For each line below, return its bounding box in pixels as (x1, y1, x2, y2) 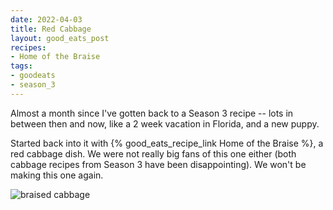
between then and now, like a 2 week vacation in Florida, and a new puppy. (10, 117, 320, 130)
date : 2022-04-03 (10, 14, 83, 25)
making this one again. (10, 169, 104, 181)
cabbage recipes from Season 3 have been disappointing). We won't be (10, 158, 307, 170)
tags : (10, 61, 33, 71)
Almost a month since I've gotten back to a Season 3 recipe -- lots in (10, 107, 294, 119)
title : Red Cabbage (10, 24, 92, 34)
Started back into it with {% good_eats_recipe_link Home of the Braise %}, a (10, 137, 324, 149)
